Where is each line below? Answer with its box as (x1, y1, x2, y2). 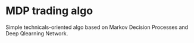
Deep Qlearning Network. (5, 29, 68, 37)
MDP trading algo (5, 4, 93, 18)
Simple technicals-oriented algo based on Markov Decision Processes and (5, 24, 189, 31)
